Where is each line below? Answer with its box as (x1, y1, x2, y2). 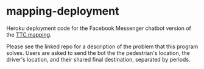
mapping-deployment (6, 4, 119, 18)
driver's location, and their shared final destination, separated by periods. (6, 56, 191, 63)
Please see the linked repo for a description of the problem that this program (6, 43, 199, 50)
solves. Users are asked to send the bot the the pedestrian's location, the (6, 49, 190, 56)
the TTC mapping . (6, 31, 52, 38)
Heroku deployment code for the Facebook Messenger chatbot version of (6, 24, 192, 32)
